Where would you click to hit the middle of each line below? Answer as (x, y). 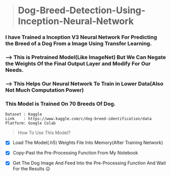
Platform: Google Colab (31, 123)
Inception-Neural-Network (76, 21)
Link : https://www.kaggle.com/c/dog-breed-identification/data (79, 119)
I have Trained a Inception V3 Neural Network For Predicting (81, 37)
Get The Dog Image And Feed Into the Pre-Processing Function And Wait (89, 163)
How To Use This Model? (44, 133)
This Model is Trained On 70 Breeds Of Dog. (60, 104)
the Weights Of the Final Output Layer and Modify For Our (78, 64)
